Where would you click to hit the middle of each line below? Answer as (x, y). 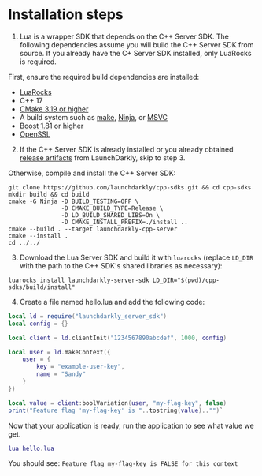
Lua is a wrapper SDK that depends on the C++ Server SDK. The (124, 36)
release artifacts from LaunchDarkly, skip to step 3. (102, 157)
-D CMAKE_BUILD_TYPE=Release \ (112, 208)
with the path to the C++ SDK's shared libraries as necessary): (121, 265)
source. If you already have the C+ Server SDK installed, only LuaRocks (135, 53)
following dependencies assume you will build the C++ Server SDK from (137, 44)
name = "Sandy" (61, 374)
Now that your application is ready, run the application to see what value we (131, 425)
